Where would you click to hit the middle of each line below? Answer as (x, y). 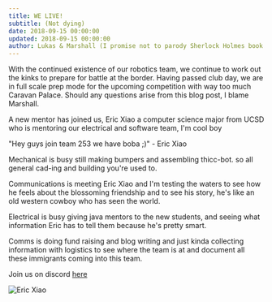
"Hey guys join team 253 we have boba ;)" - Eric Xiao (98, 144)
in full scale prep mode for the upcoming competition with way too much (130, 87)
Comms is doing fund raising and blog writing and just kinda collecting (126, 241)
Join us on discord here (48, 274)
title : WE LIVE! (36, 16)
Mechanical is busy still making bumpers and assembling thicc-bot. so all (131, 160)
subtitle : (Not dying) (47, 24)
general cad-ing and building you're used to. (83, 168)
